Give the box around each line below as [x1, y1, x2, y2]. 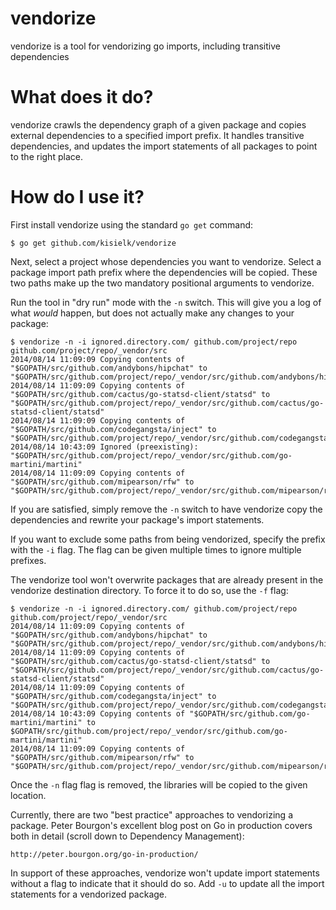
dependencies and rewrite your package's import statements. [10, 513, 265, 526]
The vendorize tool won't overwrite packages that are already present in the [10, 573, 324, 586]
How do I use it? [10, 186, 145, 209]
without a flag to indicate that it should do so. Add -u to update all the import [10, 877, 325, 889]
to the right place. [10, 150, 83, 162]
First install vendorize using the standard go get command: [10, 218, 254, 231]
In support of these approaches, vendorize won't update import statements [10, 867, 320, 879]
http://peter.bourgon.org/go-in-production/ [10, 849, 199, 859]
